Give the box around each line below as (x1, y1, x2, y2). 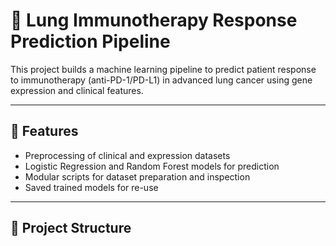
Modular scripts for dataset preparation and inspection (24, 170, 251, 183)
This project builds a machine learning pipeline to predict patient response (10, 63, 317, 75)
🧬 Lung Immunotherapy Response (10, 9, 298, 32)
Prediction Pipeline (10, 30, 171, 53)
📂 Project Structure (10, 220, 132, 237)
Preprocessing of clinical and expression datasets (24, 149, 231, 161)
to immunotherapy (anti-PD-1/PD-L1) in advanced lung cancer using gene (10, 74, 313, 86)
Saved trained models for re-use (24, 181, 159, 193)
